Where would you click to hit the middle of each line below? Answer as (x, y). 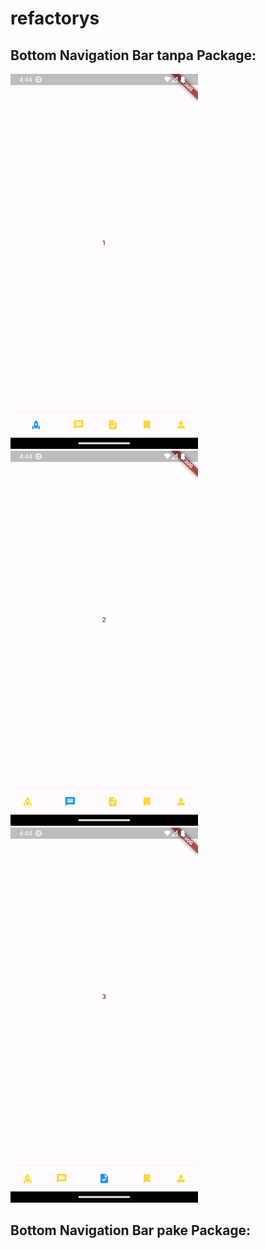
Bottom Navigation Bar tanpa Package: (133, 55)
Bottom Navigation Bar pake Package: (131, 1230)
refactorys (55, 18)
